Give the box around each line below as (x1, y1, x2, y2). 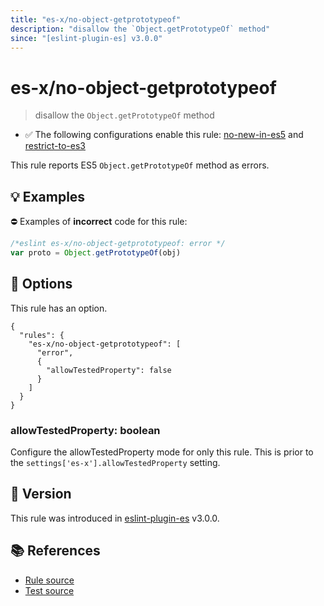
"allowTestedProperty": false (46, 365, 172, 375)
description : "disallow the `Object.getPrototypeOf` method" (10, 24, 271, 34)
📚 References (10, 542, 101, 560)
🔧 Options (10, 276, 73, 293)
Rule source (24, 574, 75, 586)
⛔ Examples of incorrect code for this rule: (10, 216, 188, 228)
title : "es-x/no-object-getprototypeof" (10, 14, 182, 25)
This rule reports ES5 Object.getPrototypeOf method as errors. (10, 159, 270, 171)
